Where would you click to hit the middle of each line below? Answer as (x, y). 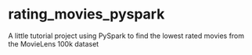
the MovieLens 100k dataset (54, 43)
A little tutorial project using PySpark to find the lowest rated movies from (126, 36)
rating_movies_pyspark (86, 14)
